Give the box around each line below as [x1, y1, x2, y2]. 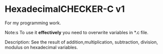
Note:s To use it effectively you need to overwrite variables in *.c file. [5, 29, 149, 35]
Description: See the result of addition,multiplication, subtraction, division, [5, 39, 158, 45]
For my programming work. [5, 20, 61, 26]
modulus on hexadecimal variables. [5, 44, 78, 50]
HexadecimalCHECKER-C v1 [5, 3, 125, 15]
